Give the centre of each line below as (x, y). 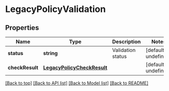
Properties (22, 28)
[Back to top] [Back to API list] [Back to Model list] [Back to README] (77, 83)
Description (126, 42)
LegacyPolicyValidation (56, 9)
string (50, 53)
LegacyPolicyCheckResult (75, 67)
